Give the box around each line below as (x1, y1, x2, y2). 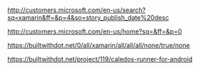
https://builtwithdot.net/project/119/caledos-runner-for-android (7, 55, 193, 64)
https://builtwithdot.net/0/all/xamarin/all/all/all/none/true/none (7, 41, 191, 50)
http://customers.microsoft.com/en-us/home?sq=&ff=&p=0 (7, 27, 182, 36)
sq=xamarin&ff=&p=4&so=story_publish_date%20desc (7, 14, 169, 22)
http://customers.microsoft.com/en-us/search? (7, 6, 146, 14)
